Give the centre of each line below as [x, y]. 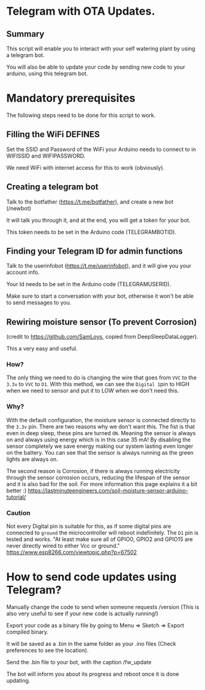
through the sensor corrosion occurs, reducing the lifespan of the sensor [98, 477]
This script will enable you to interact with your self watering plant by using [101, 48]
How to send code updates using [91, 577]
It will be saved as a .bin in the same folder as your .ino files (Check [91, 644]
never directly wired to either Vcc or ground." [63, 546]
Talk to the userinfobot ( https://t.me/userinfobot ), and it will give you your [99, 266]
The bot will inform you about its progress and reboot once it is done [93, 674]
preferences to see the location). [47, 650]
